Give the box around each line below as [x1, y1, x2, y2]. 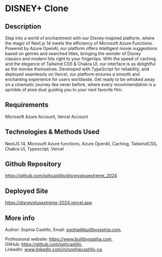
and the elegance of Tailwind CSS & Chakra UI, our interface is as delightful [5, 61, 156, 67]
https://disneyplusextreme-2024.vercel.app [5, 200, 92, 206]
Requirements [5, 101, 49, 109]
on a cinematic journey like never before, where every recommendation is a [5, 82, 156, 87]
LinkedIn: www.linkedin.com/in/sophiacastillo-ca [5, 246, 102, 253]
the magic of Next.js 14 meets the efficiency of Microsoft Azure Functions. [5, 40, 154, 46]
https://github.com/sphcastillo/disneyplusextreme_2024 [5, 173, 117, 179]
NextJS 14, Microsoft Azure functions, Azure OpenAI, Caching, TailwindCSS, [5, 140, 158, 146]
